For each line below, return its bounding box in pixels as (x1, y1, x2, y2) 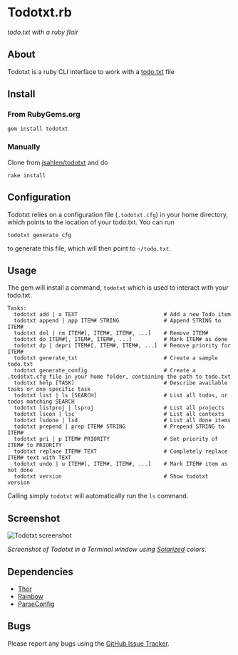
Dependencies (7, 565, 73, 577)
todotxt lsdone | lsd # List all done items (14, 417, 232, 424)
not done (7, 467, 33, 474)
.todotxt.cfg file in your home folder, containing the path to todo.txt (7, 373, 232, 381)
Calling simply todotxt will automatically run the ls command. (7, 492, 189, 501)
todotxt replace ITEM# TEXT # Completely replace (14, 448, 228, 456)
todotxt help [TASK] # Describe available (14, 379, 228, 387)
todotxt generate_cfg (7, 231, 72, 239)
